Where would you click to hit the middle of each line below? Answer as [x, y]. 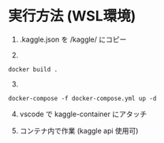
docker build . [33, 69]
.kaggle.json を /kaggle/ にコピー [73, 39]
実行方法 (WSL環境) [72, 16]
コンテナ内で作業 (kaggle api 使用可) [79, 130]
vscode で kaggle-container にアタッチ [83, 114]
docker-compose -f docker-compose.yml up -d [82, 98]
